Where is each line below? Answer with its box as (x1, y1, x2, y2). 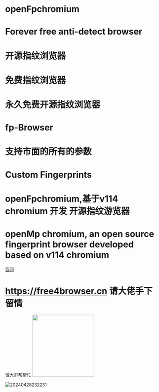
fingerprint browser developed (5, 238, 134, 250)
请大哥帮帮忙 (5, 372, 31, 378)
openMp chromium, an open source (5, 228, 155, 239)
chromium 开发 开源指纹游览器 (5, 205, 130, 217)
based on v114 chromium (5, 249, 110, 260)
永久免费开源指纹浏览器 (5, 99, 101, 110)
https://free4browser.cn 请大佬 (5, 285, 136, 297)
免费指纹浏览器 (5, 75, 66, 86)
